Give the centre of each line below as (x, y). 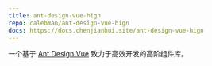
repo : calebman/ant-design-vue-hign (69, 23)
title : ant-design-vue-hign (55, 16)
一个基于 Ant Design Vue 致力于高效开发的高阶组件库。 (98, 54)
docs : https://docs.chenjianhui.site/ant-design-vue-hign (106, 30)
